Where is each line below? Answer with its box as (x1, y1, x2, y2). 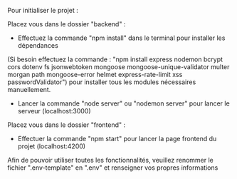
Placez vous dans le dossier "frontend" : (7, 121, 126, 129)
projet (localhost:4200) (17, 142, 86, 150)
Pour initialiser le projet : (7, 6, 78, 14)
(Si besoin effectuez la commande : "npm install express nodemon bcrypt (7, 55, 223, 63)
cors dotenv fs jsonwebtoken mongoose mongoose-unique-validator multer (7, 63, 230, 71)
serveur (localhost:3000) (17, 107, 91, 115)
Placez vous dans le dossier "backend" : (7, 20, 126, 28)
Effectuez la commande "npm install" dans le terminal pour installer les (17, 34, 226, 42)
